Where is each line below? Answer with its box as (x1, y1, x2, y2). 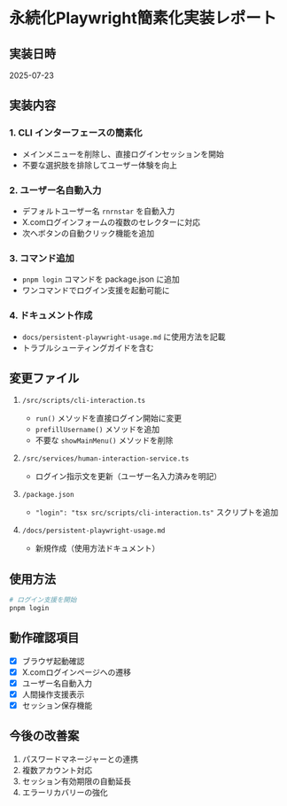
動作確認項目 (9, 631, 80, 646)
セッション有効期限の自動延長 (21, 776, 131, 787)
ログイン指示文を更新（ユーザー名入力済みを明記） (35, 471, 222, 482)
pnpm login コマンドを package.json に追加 (21, 274, 180, 284)
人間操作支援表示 (21, 688, 85, 700)
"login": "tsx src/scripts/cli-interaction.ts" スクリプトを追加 (35, 507, 279, 518)
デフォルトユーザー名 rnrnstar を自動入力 (21, 205, 175, 216)
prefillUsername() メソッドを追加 (35, 424, 160, 435)
